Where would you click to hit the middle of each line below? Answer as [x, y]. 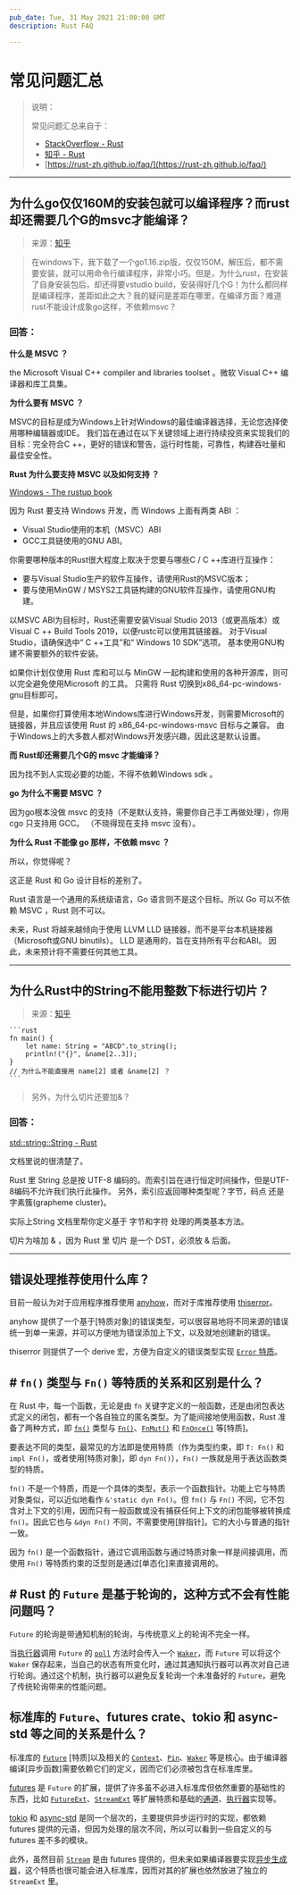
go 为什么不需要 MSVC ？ [56, 792]
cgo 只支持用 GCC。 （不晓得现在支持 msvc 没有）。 [105, 823]
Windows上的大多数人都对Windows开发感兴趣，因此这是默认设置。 [141, 736]
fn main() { [31, 1039]
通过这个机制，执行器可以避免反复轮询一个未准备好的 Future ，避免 [162, 1675]
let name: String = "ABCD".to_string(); [101, 1046]
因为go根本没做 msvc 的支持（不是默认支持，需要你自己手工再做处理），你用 [150, 812]
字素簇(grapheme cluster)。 [60, 1202]
